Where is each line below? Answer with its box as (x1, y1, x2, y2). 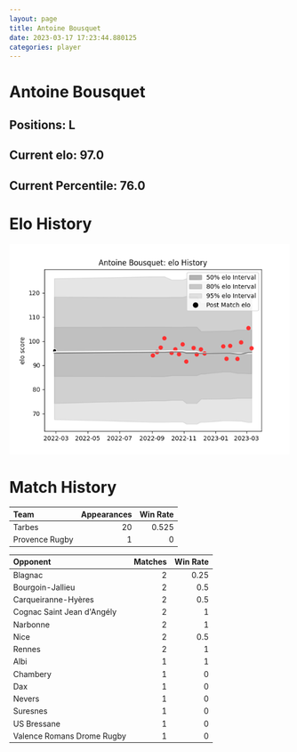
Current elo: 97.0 (9, 148, 105, 163)
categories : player (9, 43, 82, 52)
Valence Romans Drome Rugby (12, 731, 127, 741)
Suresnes (12, 706, 48, 716)
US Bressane (12, 718, 60, 729)
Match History (9, 477, 117, 497)
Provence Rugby (12, 535, 74, 545)
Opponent (12, 557, 52, 568)
